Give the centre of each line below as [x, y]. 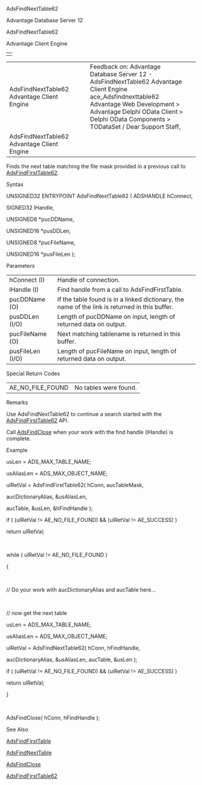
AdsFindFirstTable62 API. [38, 420]
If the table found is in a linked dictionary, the [121, 299]
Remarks [17, 402]
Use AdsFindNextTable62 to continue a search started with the [84, 414]
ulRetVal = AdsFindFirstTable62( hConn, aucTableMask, [75, 485]
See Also [17, 729]
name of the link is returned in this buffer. [115, 307]
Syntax [15, 184]
